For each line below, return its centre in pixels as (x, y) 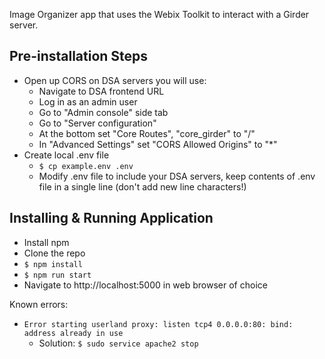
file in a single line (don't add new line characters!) (142, 186)
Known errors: (39, 304)
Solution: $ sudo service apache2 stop (118, 343)
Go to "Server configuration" (97, 123)
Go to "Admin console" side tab (103, 112)
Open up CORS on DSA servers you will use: (115, 80)
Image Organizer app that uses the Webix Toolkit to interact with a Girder (159, 14)
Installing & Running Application (111, 218)
